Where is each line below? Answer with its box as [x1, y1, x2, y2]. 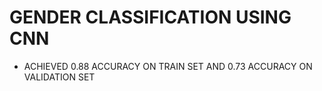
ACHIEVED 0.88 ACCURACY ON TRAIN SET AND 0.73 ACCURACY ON [23, 60, 313, 72]
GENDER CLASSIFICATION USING [9, 6, 292, 29]
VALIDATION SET [23, 71, 96, 83]
